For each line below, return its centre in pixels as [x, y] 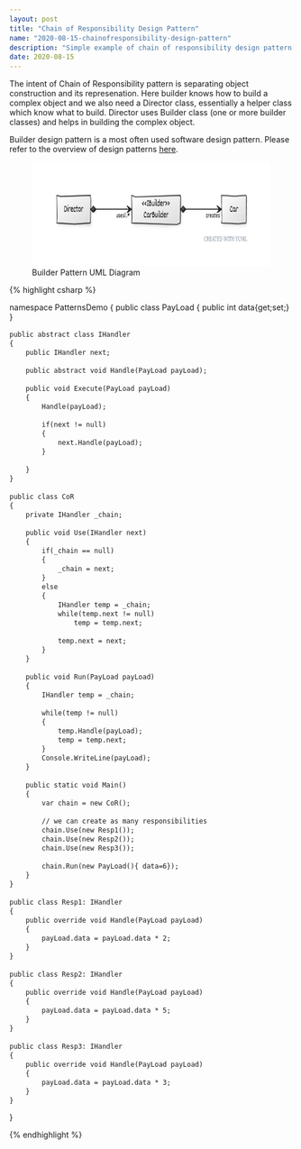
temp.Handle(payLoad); [100, 731]
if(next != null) [74, 425]
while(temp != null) [80, 713]
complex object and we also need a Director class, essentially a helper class [151, 103]
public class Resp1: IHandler [66, 903]
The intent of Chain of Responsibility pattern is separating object [129, 84]
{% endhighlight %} [46, 1135]
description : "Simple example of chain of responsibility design [134, 48]
